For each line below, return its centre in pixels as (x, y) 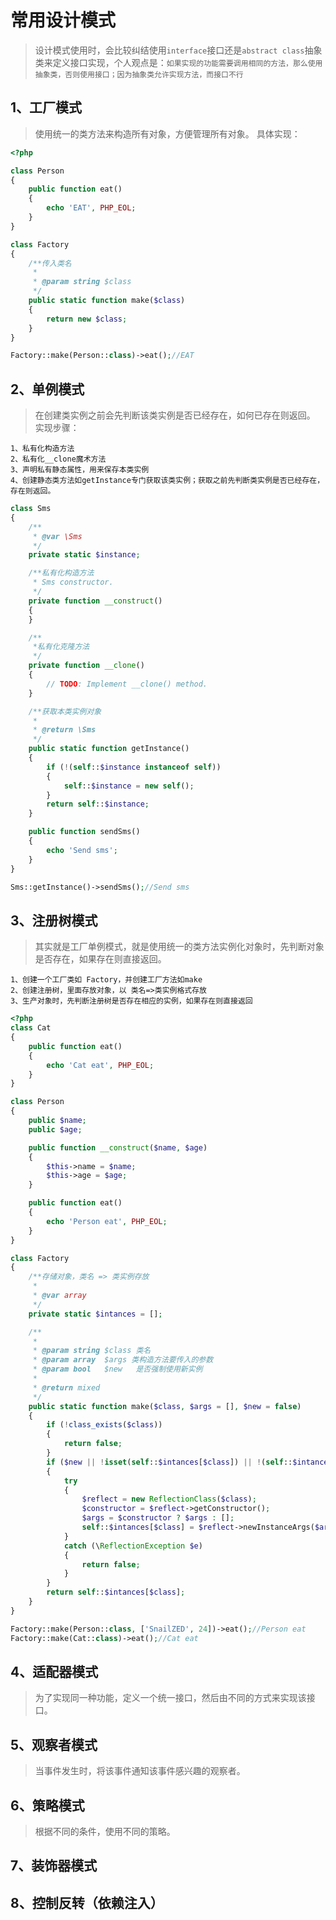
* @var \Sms (57, 536)
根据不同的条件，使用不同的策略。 (105, 1831)
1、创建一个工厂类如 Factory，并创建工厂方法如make (106, 980)
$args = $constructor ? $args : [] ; (158, 1518)
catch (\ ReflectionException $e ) (133, 1546)
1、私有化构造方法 (42, 449)
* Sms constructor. (73, 582)
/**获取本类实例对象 (65, 711)
